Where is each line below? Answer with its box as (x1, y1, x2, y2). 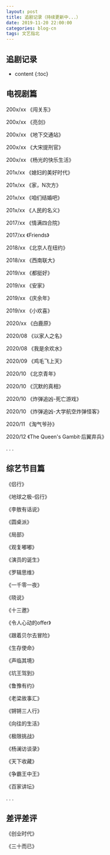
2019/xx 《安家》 (6, 282, 48, 289)
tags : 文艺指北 (6, 31, 40, 37)
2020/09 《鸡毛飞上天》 (6, 357, 65, 365)
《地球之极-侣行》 (6, 493, 50, 500)
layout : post (6, 8, 38, 15)
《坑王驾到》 (6, 669, 37, 677)
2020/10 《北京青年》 (6, 370, 59, 377)
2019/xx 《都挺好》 (6, 269, 53, 276)
